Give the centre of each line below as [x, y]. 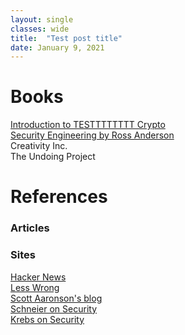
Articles [30, 228]
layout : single [42, 19]
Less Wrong [35, 287]
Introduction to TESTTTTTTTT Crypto [88, 125]
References [59, 197]
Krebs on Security [47, 319]
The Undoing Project [53, 157]
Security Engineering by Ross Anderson [92, 135]
